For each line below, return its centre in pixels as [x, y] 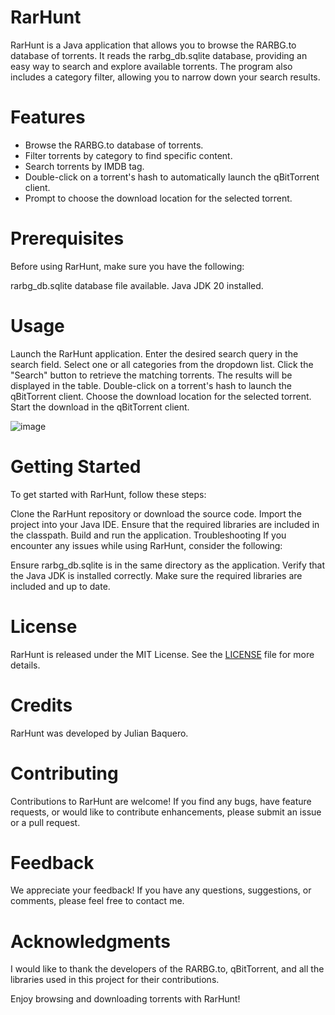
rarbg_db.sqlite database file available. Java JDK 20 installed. [137, 285]
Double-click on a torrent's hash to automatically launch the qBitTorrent [172, 177]
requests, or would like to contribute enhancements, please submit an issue [166, 812]
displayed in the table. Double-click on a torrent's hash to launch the [151, 385]
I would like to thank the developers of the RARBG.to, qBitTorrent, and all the [167, 969]
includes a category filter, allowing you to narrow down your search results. [165, 77]
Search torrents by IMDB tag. [84, 166]
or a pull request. [45, 822]
